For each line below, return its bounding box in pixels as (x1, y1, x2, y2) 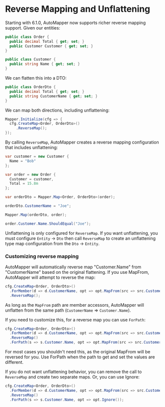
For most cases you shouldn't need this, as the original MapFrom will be (5, 349, 151, 355)
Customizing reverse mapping (5, 253, 79, 260)
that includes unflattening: (5, 145, 58, 150)
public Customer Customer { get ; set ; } (9, 43, 93, 49)
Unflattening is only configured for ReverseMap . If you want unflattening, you (5, 230, 158, 236)
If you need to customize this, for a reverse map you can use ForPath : (5, 317, 146, 322)
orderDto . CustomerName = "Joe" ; (5, 203, 71, 208)
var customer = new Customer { (5, 154, 69, 159)
